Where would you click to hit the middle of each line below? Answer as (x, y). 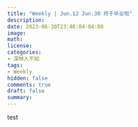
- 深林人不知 (23, 59)
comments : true (29, 85)
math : (15, 40)
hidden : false (28, 78)
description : (26, 20)
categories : (24, 53)
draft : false (26, 91)
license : (20, 46)
